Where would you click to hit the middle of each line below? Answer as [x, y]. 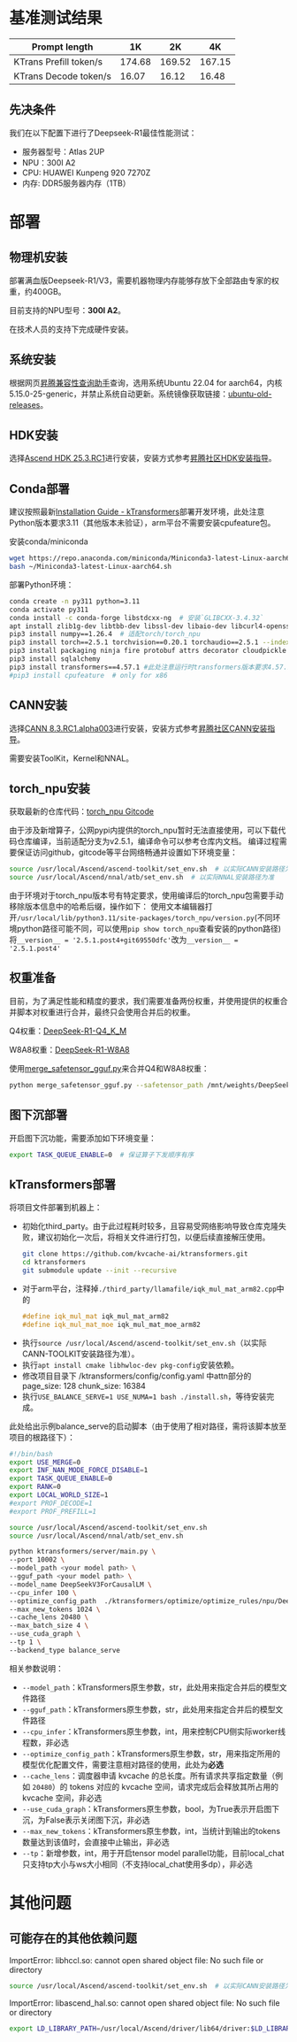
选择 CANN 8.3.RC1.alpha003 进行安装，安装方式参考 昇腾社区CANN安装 [138, 728]
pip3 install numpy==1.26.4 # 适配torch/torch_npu [105, 634]
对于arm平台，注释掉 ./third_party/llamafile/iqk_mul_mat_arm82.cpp [149, 1288]
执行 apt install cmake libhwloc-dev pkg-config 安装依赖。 [130, 1364]
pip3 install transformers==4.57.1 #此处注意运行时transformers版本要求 [138, 667]
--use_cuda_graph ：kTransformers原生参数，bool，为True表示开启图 [147, 1808]
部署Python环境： [42, 584]
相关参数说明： [36, 1668]
